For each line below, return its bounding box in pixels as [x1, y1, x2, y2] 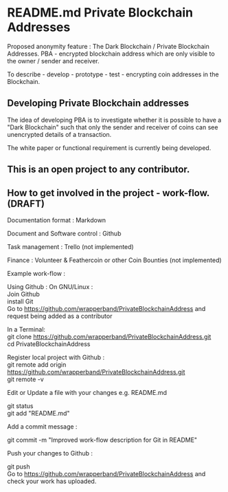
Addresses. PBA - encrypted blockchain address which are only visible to [7, 50, 215, 58]
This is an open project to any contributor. [7, 164, 190, 175]
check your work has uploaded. [7, 477, 97, 485]
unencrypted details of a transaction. [7, 130, 112, 138]
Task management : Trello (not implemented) [7, 242, 134, 250]
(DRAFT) [7, 197, 45, 209]
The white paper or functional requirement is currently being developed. [7, 143, 212, 152]
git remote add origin [7, 360, 67, 369]
